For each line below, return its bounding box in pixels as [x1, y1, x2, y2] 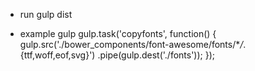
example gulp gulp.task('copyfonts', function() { [19, 28, 217, 39]
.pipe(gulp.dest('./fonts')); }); [97, 49, 216, 61]
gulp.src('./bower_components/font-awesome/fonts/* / [19, 39, 244, 50]
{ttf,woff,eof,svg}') [19, 49, 96, 61]
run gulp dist [19, 9, 73, 20]
